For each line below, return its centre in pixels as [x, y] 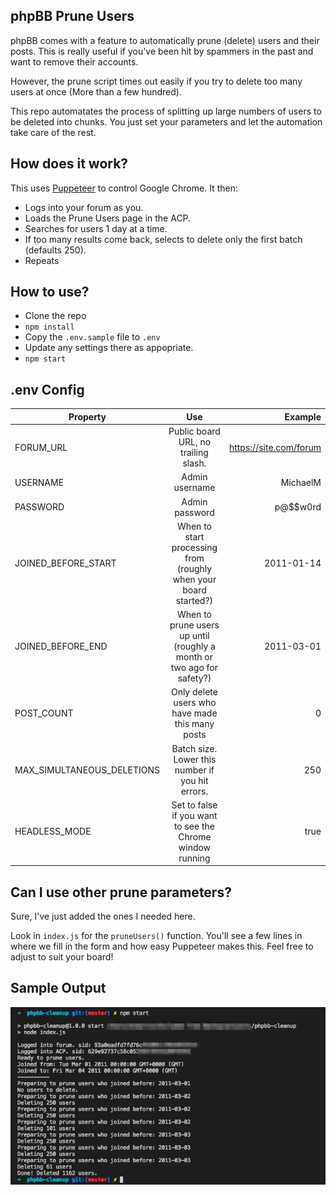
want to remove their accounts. [74, 61]
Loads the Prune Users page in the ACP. [108, 218]
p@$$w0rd [298, 507]
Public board [194, 431]
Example [303, 416]
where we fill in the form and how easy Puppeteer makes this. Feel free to [162, 946]
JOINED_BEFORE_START [65, 563]
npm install [49, 327]
